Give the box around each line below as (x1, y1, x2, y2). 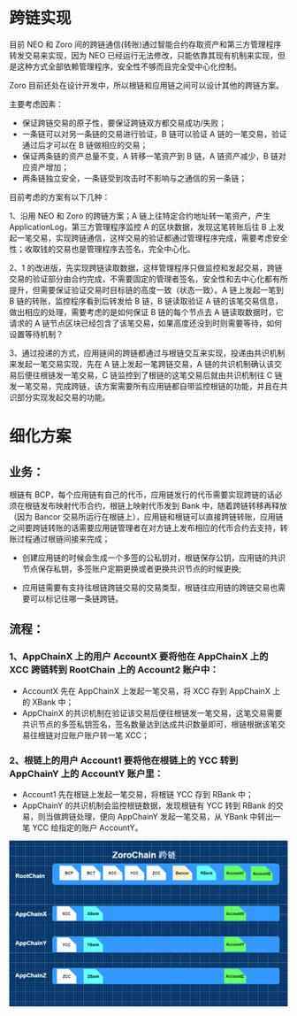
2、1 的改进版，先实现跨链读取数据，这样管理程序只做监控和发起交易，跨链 (9, 262, 283, 273)
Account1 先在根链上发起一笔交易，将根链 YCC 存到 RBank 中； (21, 789, 254, 799)
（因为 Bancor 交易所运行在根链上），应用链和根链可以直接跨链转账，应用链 (9, 511, 284, 522)
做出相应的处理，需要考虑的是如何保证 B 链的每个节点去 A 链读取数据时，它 (9, 306, 285, 317)
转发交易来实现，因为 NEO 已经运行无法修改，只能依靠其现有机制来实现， (9, 50, 278, 60)
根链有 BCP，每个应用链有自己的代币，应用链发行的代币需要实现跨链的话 (9, 489, 276, 500)
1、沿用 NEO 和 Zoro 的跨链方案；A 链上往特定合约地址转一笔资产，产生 (9, 210, 271, 221)
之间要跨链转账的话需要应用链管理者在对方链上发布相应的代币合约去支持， (9, 522, 280, 533)
